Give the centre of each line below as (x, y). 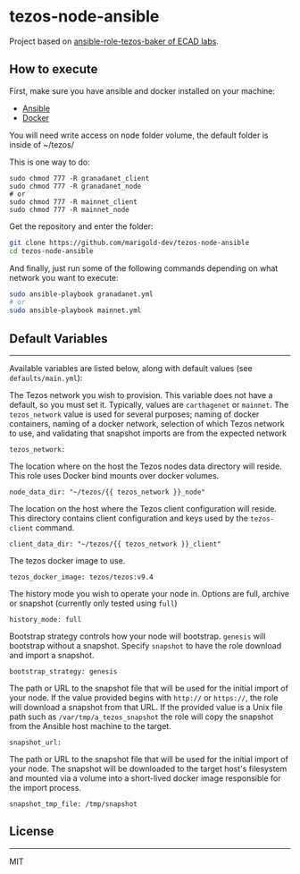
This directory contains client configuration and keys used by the (129, 518)
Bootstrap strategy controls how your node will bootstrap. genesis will (137, 636)
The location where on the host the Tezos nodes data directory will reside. (146, 466)
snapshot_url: (36, 742)
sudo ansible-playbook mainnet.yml (75, 310)
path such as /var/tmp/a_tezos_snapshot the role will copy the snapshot (142, 717)
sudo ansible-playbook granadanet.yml (81, 294)
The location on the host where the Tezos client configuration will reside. (143, 508)
